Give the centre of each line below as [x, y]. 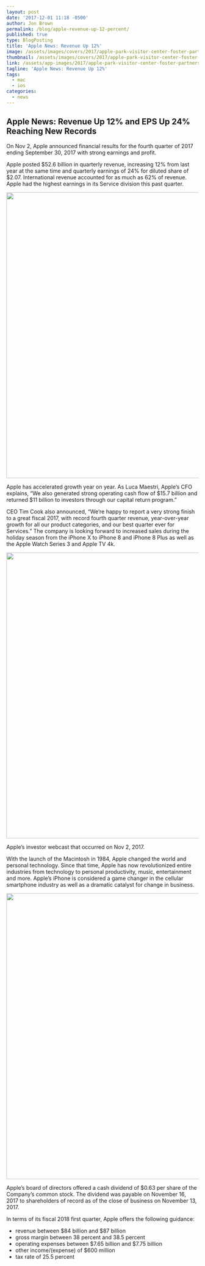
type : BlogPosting [30, 40]
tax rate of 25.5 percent [45, 1256]
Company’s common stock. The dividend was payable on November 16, [96, 1194]
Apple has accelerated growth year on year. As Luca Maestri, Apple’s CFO [99, 487]
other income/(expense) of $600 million [65, 1250]
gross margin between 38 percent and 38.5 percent [80, 1237]
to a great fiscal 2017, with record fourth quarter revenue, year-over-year [98, 518]
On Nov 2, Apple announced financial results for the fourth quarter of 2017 [100, 146]
